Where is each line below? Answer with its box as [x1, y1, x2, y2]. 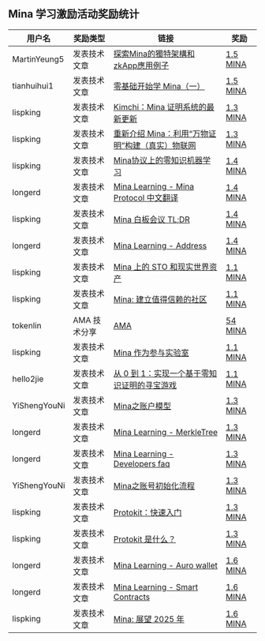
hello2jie [12, 373, 44, 384]
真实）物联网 [148, 140, 196, 151]
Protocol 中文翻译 [113, 192, 179, 203]
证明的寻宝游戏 [121, 380, 177, 391]
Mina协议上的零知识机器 [113, 155, 203, 166]
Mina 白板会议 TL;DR [113, 214, 191, 225]
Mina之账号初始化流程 [113, 480, 196, 491]
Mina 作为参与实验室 [113, 347, 189, 358]
